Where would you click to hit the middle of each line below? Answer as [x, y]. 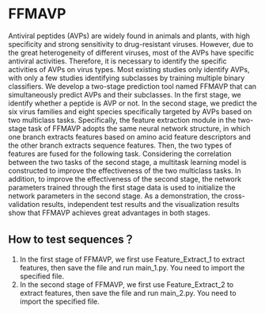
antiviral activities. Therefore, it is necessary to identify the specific [117, 61]
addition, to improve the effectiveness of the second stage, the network [125, 178]
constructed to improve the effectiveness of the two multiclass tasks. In [125, 170]
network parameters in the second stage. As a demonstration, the [115, 196]
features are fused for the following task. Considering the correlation [120, 153]
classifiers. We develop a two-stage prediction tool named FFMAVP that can [132, 86]
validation [24, 204]
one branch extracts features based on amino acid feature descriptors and [130, 136]
